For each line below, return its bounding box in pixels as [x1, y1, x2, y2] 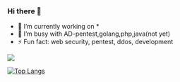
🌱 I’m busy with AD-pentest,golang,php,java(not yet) [17, 29, 171, 38]
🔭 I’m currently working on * [17, 22, 100, 31]
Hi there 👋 [7, 6, 42, 16]
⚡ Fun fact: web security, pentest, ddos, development [17, 38, 174, 46]
